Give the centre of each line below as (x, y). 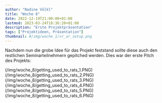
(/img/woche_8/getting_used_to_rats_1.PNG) (49, 70)
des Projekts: (18, 60)
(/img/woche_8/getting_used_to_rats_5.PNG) (49, 90)
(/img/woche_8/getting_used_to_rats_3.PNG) (49, 80)
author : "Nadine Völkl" (29, 9)
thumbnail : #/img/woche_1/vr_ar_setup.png (49, 37)
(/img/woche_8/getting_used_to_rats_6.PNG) (49, 95)
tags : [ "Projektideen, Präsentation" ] (44, 32)
